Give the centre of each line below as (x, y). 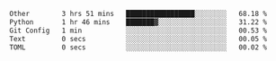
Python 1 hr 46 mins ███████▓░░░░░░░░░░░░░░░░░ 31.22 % (138, 22)
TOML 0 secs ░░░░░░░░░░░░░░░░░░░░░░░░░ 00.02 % (138, 47)
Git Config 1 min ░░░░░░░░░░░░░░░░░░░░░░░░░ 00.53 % (138, 30)
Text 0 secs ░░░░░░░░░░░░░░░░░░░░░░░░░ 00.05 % (138, 39)
